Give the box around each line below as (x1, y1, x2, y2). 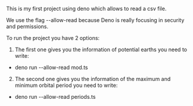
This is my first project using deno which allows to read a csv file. (6, 5, 167, 12)
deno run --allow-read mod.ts (14, 64, 88, 71)
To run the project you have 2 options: (6, 35, 100, 41)
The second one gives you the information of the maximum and (14, 76, 171, 82)
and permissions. (6, 23, 49, 30)
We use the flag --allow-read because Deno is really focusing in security (6, 17, 185, 23)
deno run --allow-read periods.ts (14, 93, 96, 100)
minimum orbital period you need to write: (14, 82, 118, 89)
